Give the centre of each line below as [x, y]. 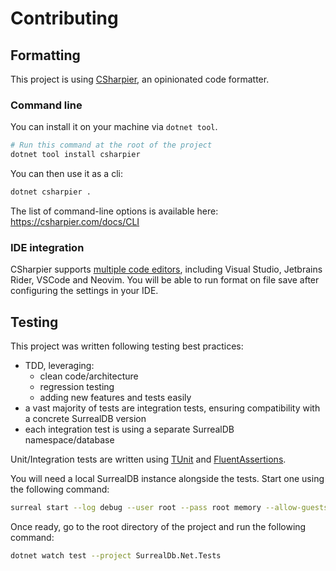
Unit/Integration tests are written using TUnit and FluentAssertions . [148, 459]
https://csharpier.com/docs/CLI [75, 221]
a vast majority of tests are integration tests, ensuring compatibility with [172, 408]
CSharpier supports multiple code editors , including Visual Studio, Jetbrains [166, 269]
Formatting [45, 55]
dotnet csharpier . [51, 192]
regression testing [77, 387]
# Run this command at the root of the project [111, 145]
